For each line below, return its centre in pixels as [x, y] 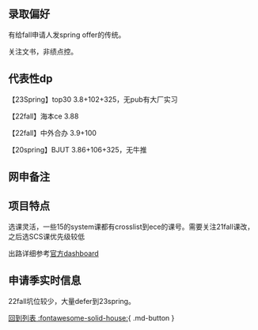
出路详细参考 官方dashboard [53, 253]
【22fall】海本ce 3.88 [44, 116]
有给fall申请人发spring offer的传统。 [67, 35]
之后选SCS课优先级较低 [47, 236]
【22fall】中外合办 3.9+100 [53, 133]
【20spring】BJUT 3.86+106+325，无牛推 [78, 149]
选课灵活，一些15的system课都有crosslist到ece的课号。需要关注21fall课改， [131, 227]
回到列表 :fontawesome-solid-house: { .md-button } [91, 317]
